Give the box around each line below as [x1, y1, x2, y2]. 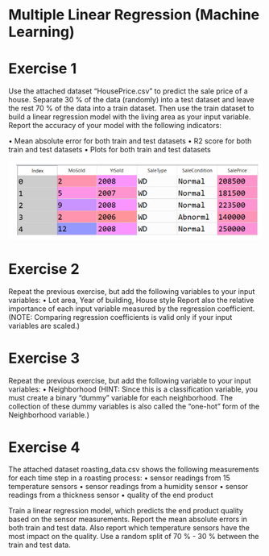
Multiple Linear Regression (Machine [8, 6, 260, 24]
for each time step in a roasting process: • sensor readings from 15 [8, 473, 231, 483]
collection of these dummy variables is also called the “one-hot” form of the [8, 401, 260, 411]
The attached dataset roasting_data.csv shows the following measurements [8, 465, 259, 475]
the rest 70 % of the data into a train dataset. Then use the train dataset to [8, 103, 255, 114]
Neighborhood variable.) [8, 409, 90, 420]
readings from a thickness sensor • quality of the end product [8, 490, 213, 500]
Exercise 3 [8, 349, 81, 367]
